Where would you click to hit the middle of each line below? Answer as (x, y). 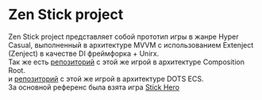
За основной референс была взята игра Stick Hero (94, 87)
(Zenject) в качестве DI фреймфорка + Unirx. (84, 53)
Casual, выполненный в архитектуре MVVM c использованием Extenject (131, 44)
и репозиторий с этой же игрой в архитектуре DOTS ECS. (106, 79)
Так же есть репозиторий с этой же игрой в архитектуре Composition (126, 62)
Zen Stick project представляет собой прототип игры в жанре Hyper (123, 37)
